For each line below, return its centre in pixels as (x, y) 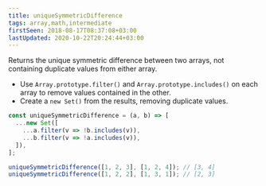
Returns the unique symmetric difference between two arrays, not (116, 60)
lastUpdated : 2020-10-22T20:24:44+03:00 (76, 38)
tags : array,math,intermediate (60, 23)
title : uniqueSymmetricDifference (66, 15)
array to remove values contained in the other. (95, 93)
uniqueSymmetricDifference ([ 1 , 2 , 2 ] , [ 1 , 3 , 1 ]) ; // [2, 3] (112, 174)
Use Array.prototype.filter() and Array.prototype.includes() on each (139, 84)
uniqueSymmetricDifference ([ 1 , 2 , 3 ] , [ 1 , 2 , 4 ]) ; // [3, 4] (112, 167)
